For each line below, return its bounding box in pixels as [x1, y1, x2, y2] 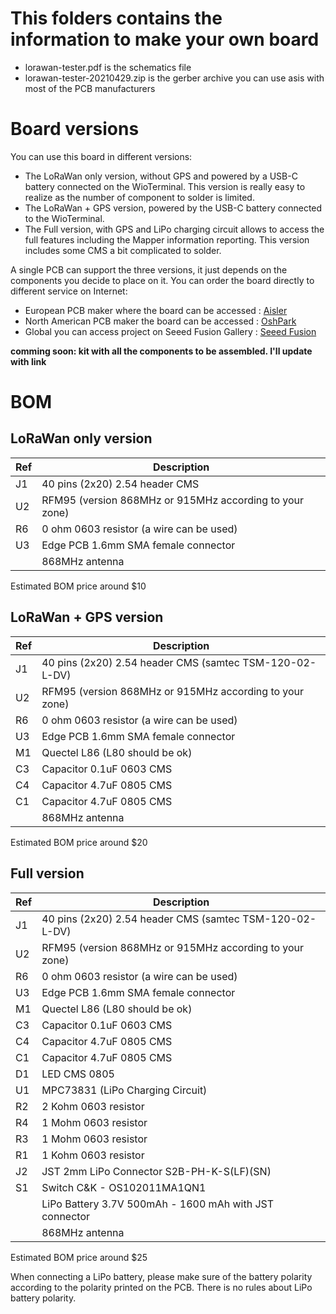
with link [10, 355, 47, 367]
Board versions [10, 118, 140, 141]
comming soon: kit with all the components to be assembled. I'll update [10, 345, 313, 357]
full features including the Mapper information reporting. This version [24, 233, 310, 246]
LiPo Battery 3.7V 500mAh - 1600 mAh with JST [41, 1197, 275, 1211]
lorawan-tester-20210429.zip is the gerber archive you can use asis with [24, 72, 325, 84]
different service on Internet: [10, 285, 128, 297]
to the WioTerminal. [24, 212, 105, 224]
